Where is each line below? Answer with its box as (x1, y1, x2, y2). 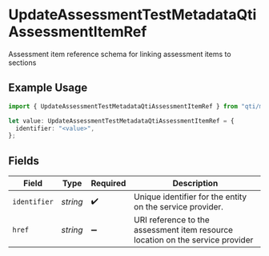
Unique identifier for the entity (133, 191, 247, 202)
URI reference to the (133, 214, 210, 226)
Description (172, 178, 219, 189)
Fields (8, 154, 40, 168)
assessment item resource (133, 225, 234, 236)
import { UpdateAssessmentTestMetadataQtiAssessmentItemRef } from (8, 102, 239, 110)
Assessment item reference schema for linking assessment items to (8, 49, 231, 59)
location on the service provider (133, 234, 254, 246)
